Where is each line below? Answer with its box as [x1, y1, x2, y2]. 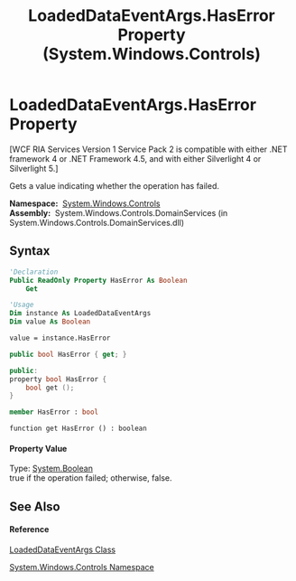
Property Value [9, 443, 68, 454]
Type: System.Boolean [9, 463, 93, 474]
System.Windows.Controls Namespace [9, 561, 155, 572]
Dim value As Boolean [9, 317, 91, 326]
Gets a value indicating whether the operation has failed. [9, 180, 219, 191]
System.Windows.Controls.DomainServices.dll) [9, 217, 185, 228]
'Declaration [9, 267, 59, 276]
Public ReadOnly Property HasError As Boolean [9, 276, 188, 285]
